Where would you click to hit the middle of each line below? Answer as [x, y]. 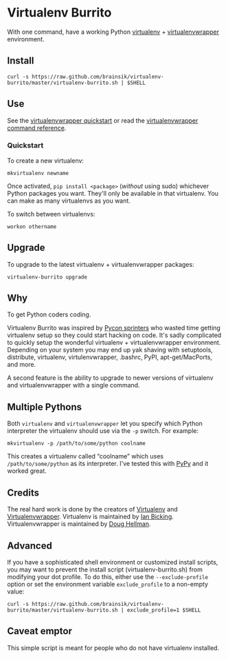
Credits [23, 493]
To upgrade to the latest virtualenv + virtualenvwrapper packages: [101, 264]
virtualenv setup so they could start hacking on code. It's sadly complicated [114, 335]
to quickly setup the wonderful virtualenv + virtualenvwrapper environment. [114, 343]
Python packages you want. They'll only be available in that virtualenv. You [113, 193]
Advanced [30, 546]
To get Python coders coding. [49, 314]
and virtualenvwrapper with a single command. [73, 385]
